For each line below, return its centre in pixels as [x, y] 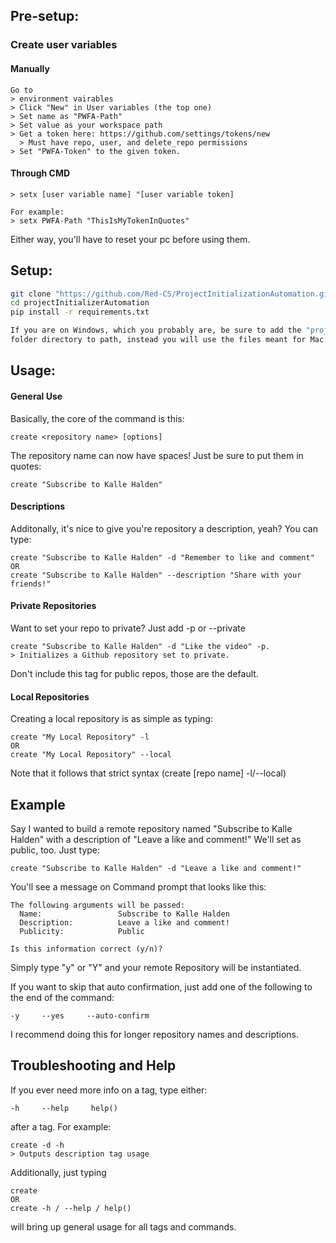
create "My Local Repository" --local [91, 755]
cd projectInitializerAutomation [80, 303]
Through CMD [40, 173]
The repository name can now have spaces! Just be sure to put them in [157, 455]
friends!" [31, 584]
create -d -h [37, 1145]
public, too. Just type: [55, 850]
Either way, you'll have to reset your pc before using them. [130, 239]
